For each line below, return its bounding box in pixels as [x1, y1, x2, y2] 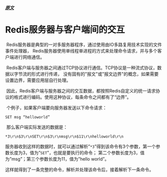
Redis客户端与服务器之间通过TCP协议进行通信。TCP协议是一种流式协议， [6, 64, 158, 70]
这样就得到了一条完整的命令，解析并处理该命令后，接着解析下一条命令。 [5, 166, 154, 172]
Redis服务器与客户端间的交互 [5, 24, 125, 35]
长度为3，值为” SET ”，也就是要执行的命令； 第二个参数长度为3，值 [9, 149, 145, 155]
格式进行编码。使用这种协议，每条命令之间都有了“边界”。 [13, 94, 132, 100]
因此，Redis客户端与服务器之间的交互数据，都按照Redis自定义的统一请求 [6, 87, 156, 93]
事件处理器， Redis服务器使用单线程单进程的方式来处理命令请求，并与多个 [5, 47, 158, 53]
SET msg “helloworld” [5, 114, 50, 119]
